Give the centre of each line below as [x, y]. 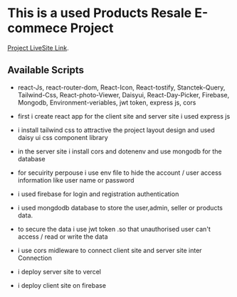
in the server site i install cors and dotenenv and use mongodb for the [120, 151]
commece [37, 28]
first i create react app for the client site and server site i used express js [124, 116]
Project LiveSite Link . [38, 48]
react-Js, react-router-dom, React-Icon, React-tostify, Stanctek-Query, [121, 87]
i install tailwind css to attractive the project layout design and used [116, 130]
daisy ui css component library [63, 137]
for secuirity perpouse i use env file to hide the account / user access [120, 173]
